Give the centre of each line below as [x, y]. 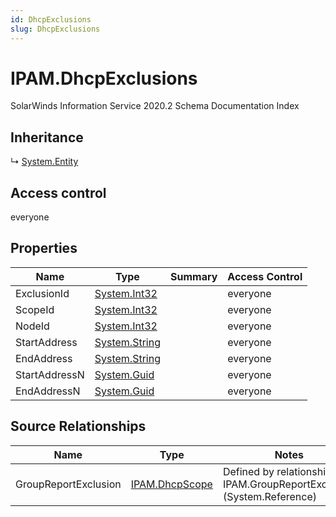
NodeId [32, 326]
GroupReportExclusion [68, 484]
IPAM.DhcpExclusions [104, 78]
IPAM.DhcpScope [171, 484]
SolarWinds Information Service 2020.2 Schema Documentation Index [155, 106]
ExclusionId [42, 293]
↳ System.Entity [44, 162]
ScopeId [35, 309]
